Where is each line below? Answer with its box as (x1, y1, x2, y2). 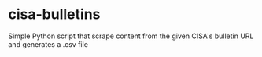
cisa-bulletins (8, 5, 101, 23)
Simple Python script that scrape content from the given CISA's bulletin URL (8, 31, 254, 41)
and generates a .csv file (8, 39, 89, 48)
